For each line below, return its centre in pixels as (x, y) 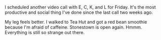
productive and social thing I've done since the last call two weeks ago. (79, 12)
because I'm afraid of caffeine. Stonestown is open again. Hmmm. (73, 27)
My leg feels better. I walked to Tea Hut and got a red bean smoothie (76, 22)
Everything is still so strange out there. (45, 32)
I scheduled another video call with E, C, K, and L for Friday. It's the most (80, 7)
